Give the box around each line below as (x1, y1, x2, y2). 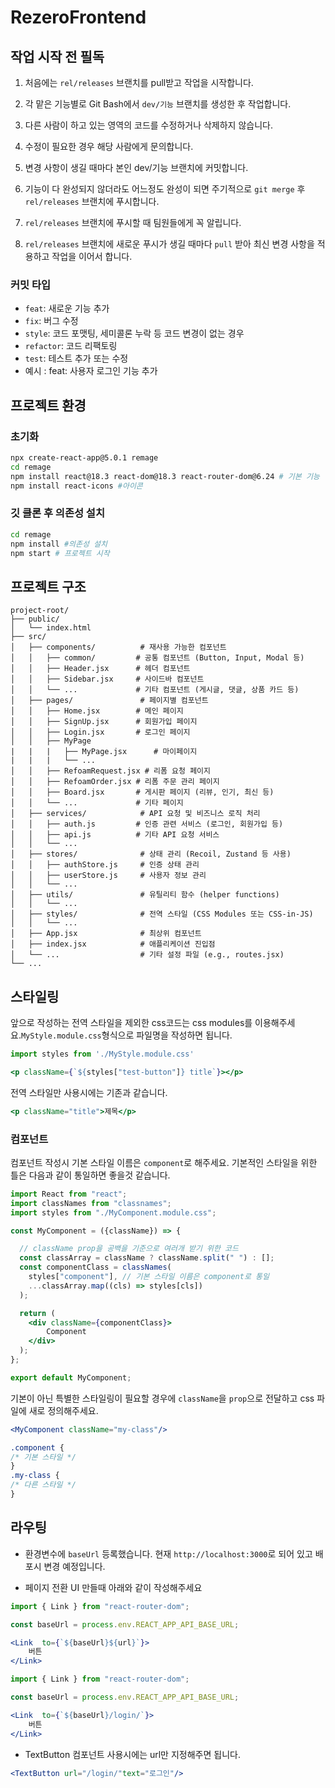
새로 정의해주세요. (28, 1404, 99, 1416)
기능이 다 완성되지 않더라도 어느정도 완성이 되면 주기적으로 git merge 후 (24, 183, 306, 195)
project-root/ (10, 606, 70, 616)
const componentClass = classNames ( (19, 1262, 172, 1273)
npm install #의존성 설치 (10, 539, 108, 549)
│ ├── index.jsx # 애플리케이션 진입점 (10, 939, 216, 950)
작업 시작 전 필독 (10, 48, 105, 65)
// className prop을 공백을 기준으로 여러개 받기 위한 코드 (19, 1244, 239, 1254)
